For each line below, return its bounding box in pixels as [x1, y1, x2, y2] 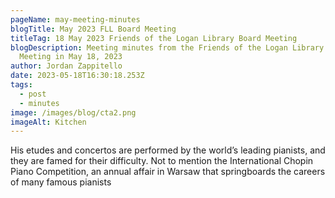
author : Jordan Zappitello [10, 61, 123, 71]
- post [19, 89, 47, 99]
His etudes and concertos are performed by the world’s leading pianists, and [10, 144, 326, 156]
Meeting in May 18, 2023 [19, 52, 123, 62]
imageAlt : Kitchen [10, 117, 87, 127]
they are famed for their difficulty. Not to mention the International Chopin [10, 155, 314, 167]
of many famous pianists [10, 176, 112, 188]
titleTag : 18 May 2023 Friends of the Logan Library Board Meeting [10, 33, 298, 43]
